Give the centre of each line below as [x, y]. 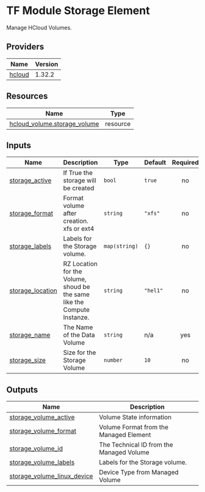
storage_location [34, 291]
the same [77, 294]
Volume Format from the [134, 427]
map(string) [121, 246]
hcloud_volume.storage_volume [54, 124]
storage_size [27, 360]
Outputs [22, 389]
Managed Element [125, 435]
